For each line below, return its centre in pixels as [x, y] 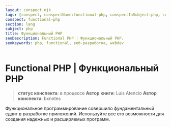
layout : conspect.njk [28, 10]
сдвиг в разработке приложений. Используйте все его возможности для [85, 114]
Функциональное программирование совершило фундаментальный [80, 108]
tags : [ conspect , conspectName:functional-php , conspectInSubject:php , [83, 15]
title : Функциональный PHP [34, 34]
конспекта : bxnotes [39, 98]
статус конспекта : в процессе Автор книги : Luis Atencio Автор [87, 93]
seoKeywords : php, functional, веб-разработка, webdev [65, 43]
